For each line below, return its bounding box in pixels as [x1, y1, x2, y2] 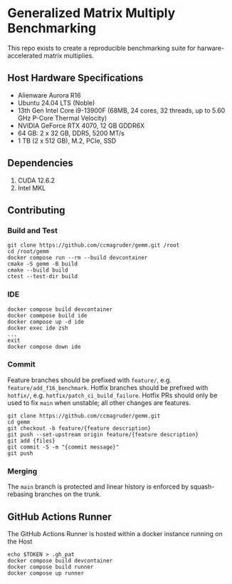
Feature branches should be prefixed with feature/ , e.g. [7, 376, 172, 384]
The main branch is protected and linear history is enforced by [7, 483, 189, 491]
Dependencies [7, 157, 73, 169]
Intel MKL [17, 183, 46, 192]
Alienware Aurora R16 [17, 91, 81, 99]
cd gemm [7, 419, 31, 426]
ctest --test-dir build [7, 273, 78, 280]
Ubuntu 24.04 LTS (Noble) [17, 98, 95, 107]
